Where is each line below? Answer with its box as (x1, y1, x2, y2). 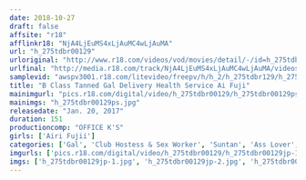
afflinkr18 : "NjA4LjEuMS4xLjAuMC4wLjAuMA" (9, 38, 173, 48)
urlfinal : (9, 65, 47, 74)
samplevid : (9, 73, 51, 82)
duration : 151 (9, 115, 64, 124)
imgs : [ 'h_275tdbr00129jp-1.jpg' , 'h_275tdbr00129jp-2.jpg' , (9, 156, 247, 166)
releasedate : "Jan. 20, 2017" (9, 106, 125, 115)
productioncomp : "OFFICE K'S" (9, 124, 125, 133)
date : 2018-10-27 (9, 13, 76, 23)
